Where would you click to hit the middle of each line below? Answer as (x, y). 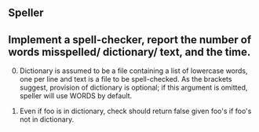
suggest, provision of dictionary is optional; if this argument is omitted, (133, 88)
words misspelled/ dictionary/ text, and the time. (129, 51)
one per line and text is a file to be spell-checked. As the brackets (126, 79)
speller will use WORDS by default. (76, 96)
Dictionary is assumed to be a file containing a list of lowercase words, (134, 71)
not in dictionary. (47, 119)
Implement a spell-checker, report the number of (130, 40)
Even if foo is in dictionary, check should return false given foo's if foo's (135, 111)
